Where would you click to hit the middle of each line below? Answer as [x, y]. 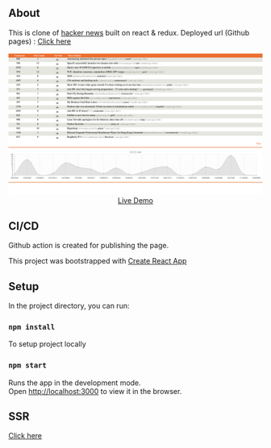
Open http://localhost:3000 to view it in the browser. [95, 391]
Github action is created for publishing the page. [89, 246]
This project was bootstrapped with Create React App [98, 261]
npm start [27, 365]
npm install [32, 327]
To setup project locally [47, 344]
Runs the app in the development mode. [75, 383]
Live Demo [135, 201]
